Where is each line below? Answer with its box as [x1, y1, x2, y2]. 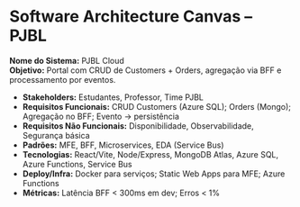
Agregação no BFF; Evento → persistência [22, 111, 180, 121]
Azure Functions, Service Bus [22, 158, 132, 169]
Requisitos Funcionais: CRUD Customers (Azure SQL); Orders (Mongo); [22, 101, 291, 112]
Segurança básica [22, 130, 90, 140]
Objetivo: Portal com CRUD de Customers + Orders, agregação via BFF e [9, 65, 282, 76]
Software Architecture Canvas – [9, 6, 253, 27]
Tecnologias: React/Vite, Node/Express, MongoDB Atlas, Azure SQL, [22, 148, 279, 159]
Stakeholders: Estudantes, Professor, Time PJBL [22, 92, 205, 103]
